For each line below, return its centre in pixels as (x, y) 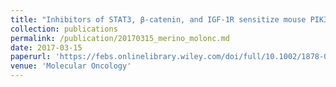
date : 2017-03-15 (46, 47)
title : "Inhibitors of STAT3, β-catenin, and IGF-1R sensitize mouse (158, 19)
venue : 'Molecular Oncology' (71, 66)
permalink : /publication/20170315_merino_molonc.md (120, 38)
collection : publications (64, 29)
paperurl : (31, 57)
